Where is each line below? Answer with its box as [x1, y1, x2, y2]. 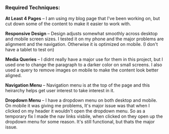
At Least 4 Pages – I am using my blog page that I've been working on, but [5, 16, 160, 22]
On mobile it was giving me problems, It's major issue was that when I [5, 103, 150, 109]
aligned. [5, 73, 22, 79]
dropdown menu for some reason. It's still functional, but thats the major [5, 119, 155, 125]
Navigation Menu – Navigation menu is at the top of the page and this [5, 82, 150, 88]
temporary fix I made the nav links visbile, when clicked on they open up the [5, 113, 163, 119]
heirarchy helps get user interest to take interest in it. [5, 88, 115, 94]
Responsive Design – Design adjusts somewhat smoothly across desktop [5, 31, 158, 37]
